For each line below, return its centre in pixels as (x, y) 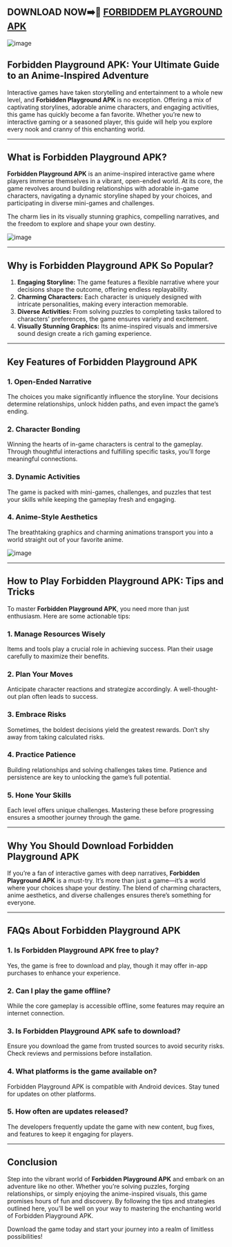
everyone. (21, 902)
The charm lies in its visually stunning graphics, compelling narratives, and (113, 216)
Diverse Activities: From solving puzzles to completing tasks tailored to (119, 312)
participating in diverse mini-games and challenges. (81, 203)
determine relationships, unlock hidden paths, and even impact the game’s (113, 404)
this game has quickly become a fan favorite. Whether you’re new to (104, 114)
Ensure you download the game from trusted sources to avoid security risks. (116, 1046)
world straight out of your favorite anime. (65, 539)
